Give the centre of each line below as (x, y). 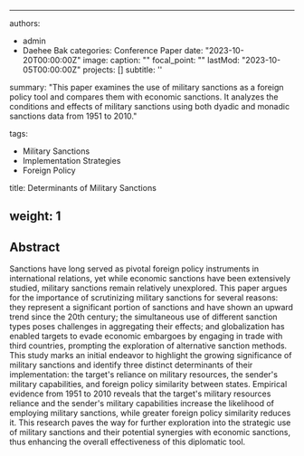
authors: (25, 23)
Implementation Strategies (71, 161)
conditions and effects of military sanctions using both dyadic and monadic (150, 106)
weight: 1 (35, 217)
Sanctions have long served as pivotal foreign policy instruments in (134, 269)
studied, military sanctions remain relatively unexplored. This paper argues (148, 288)
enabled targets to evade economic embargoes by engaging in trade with (146, 337)
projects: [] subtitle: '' (123, 70)
